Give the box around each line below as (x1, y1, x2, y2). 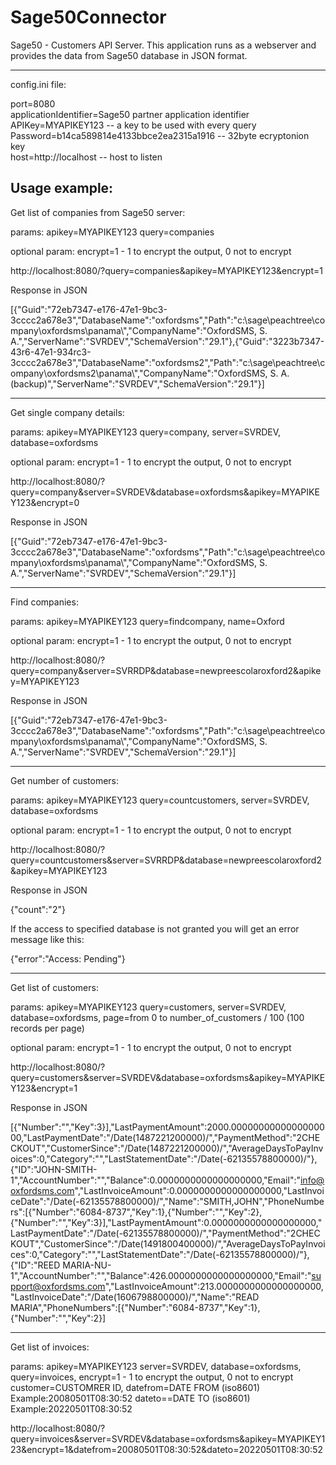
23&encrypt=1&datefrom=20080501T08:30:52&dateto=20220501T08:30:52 (10, 1443, 323, 1455)
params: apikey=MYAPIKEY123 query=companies (10, 226, 215, 238)
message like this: (10, 933, 85, 945)
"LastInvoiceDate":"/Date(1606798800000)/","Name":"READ (10, 1291, 260, 1303)
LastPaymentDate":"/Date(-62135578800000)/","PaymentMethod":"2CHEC (10, 1227, 321, 1239)
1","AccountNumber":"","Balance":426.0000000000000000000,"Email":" (10, 1269, 312, 1281)
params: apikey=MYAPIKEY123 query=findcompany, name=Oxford (10, 615, 285, 627)
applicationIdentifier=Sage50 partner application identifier (10, 108, 250, 120)
